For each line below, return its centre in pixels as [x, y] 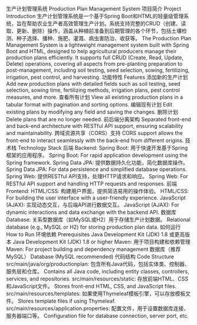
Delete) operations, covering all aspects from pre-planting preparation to [94, 64]
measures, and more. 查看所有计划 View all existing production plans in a [95, 97]
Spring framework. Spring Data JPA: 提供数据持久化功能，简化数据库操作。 [97, 162]
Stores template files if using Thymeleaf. [67, 301]
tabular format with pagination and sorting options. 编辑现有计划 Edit [89, 104]
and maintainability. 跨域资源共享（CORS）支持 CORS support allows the [94, 133]
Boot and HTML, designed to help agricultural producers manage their [91, 51]
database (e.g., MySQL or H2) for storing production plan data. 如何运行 [93, 227]
